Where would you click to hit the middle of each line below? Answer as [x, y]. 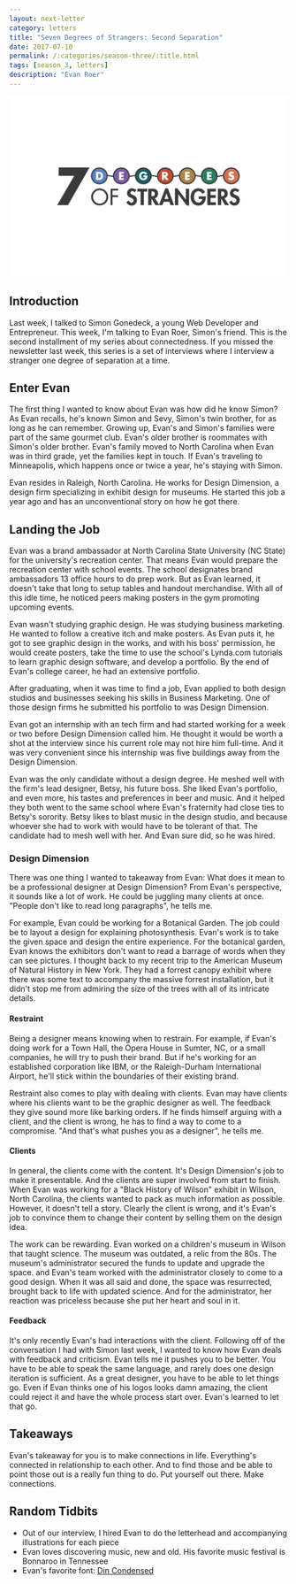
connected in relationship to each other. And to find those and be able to [141, 1465]
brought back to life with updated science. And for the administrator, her [140, 1291]
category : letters [43, 28]
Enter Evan [40, 388]
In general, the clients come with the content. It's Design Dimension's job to [147, 1170]
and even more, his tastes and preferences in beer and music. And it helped [147, 798]
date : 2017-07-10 [41, 47]
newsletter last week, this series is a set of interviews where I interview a [142, 350]
